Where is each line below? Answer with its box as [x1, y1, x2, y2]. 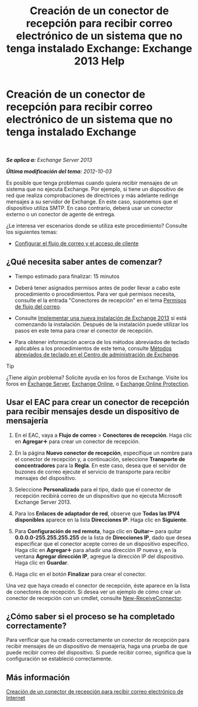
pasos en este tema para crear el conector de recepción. [14, 327, 154, 334]
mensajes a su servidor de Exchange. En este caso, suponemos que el [6, 198, 178, 205]
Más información [6, 672, 70, 682]
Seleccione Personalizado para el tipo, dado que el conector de [14, 486, 171, 493]
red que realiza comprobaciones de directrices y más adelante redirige [6, 192, 179, 199]
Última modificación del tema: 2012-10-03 [6, 167, 112, 175]
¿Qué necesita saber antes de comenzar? [6, 257, 163, 267]
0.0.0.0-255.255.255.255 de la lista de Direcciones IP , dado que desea [14, 534, 191, 541]
